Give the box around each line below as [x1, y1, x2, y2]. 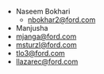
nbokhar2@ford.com [27, 15, 96, 24]
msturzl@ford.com [15, 40, 77, 50]
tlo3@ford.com [15, 49, 65, 57]
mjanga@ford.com [15, 31, 77, 41]
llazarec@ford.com [15, 57, 79, 66]
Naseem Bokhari [15, 7, 71, 16]
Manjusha [15, 24, 48, 32]
